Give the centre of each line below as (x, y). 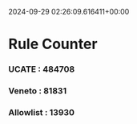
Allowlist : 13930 (41, 112)
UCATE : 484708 (42, 69)
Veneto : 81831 (37, 91)
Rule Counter (53, 44)
